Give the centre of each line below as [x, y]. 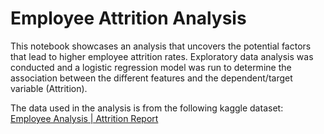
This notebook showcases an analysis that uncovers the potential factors [161, 46]
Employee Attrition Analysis [128, 18]
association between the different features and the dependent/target [151, 78]
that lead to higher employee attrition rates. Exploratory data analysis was [162, 56]
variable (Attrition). [49, 88]
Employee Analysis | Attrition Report [84, 118]
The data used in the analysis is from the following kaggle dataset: [147, 108]
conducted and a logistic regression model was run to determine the [151, 67]
